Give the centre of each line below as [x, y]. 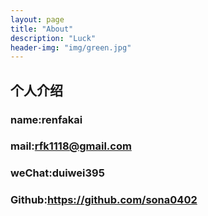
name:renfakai [46, 119]
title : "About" [42, 29]
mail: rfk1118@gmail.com [71, 146]
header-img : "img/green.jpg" [71, 47]
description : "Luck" [53, 38]
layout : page [37, 19]
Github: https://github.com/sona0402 [104, 200]
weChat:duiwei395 [57, 173]
